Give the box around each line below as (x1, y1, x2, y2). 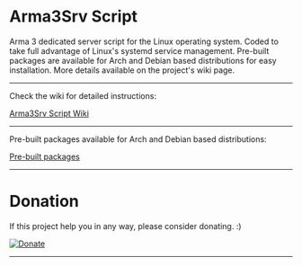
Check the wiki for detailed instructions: (9, 90, 157, 101)
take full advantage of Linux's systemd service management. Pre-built (9, 45, 270, 56)
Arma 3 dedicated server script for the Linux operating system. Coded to (9, 36, 279, 47)
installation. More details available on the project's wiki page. (9, 65, 235, 75)
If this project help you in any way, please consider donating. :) (9, 220, 242, 231)
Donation (9, 191, 79, 212)
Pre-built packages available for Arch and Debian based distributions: (9, 133, 267, 145)
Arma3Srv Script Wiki (9, 108, 90, 119)
